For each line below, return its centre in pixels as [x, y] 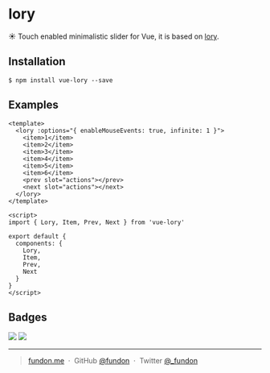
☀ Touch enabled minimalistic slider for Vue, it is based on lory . [114, 36]
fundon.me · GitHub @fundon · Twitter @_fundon [113, 361]
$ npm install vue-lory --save [61, 80]
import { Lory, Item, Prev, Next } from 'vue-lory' [96, 222]
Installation [37, 62]
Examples [33, 105]
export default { [37, 236]
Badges [28, 317]
